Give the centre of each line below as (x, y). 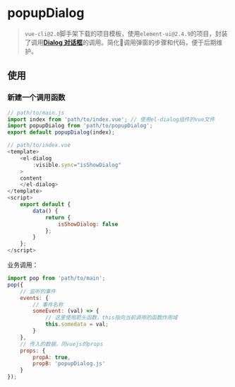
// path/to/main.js (36, 112)
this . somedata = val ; (77, 324)
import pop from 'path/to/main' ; (56, 278)
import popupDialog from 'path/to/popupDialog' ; (80, 126)
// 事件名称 (48, 305)
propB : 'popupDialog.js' (69, 364)
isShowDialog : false (88, 224)
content (31, 178)
